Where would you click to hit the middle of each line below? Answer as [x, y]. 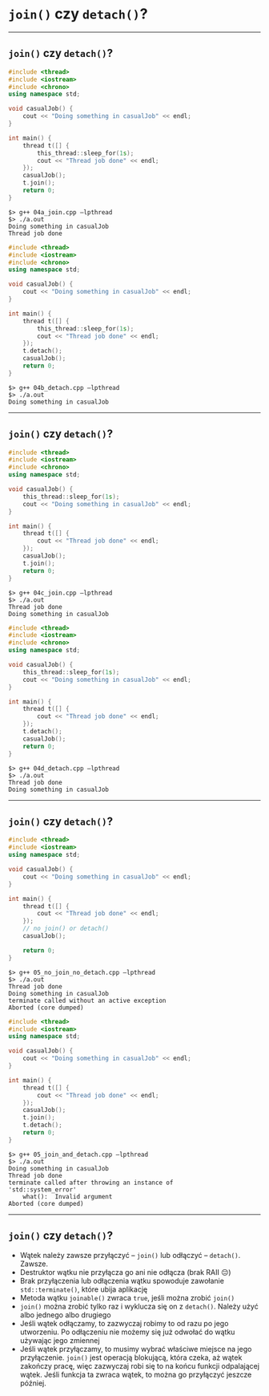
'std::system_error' [43, 1189]
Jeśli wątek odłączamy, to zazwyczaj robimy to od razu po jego [124, 1323]
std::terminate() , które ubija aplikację [84, 1289]
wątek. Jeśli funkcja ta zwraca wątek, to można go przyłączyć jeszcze [136, 1374]
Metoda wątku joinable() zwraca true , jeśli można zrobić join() [127, 1297]
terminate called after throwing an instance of [91, 1183]
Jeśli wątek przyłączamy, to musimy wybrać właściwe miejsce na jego [136, 1349]
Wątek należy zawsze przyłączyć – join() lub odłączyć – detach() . [130, 1255]
